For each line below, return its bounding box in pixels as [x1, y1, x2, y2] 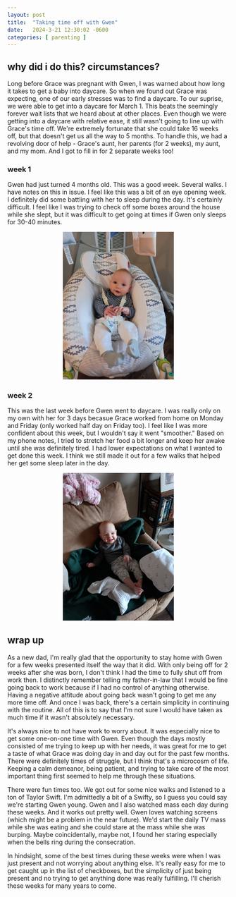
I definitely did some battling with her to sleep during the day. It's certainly [7, 195, 223, 204]
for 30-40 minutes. [7, 218, 63, 226]
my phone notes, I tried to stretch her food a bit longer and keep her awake [7, 437, 225, 445]
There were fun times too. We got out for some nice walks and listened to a [7, 785, 225, 793]
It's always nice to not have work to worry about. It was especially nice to [7, 726, 221, 735]
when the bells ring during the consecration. [7, 838, 136, 846]
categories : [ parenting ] [7, 34, 87, 41]
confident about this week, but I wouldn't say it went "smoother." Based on [7, 429, 224, 437]
